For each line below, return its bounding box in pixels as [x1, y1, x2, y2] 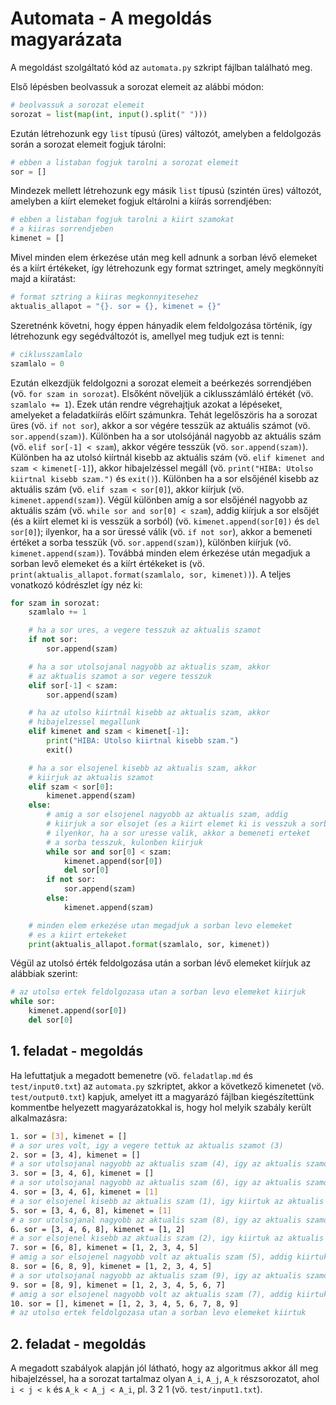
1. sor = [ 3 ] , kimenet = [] [10, 1131, 128, 1141]
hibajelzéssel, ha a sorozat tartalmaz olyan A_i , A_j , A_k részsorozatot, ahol [10, 1373, 320, 1385]
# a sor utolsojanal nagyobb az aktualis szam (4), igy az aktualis [10, 1159, 302, 1169]
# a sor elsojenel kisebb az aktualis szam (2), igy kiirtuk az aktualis [10, 1233, 325, 1244]
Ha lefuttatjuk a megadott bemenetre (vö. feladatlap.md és [10, 1069, 254, 1081]
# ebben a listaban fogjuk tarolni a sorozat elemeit [10, 157, 240, 167]
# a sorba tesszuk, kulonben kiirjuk [46, 837, 203, 847]
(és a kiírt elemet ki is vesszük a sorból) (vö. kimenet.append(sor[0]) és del [10, 515, 321, 527]
